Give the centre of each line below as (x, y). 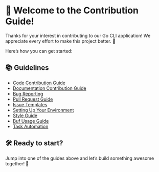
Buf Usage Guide (31, 121)
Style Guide (25, 116)
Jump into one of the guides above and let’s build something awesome (80, 158)
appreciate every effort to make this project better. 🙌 (61, 41)
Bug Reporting (28, 93)
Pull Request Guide (33, 99)
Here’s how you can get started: (39, 51)
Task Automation (30, 126)
